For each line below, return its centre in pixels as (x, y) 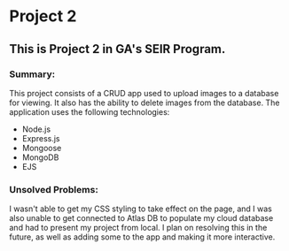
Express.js (41, 138)
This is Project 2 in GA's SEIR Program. (117, 49)
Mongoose (42, 148)
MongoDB (40, 157)
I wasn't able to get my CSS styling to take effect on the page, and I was (141, 209)
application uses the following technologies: (90, 111)
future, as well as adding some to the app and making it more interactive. (142, 237)
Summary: (32, 74)
